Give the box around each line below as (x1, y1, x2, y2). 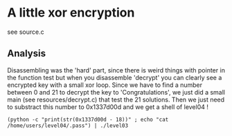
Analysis (7, 48, 46, 59)
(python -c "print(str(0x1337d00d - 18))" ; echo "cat (7, 116, 169, 123)
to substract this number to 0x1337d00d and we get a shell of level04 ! (7, 102, 209, 111)
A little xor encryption (7, 5, 135, 21)
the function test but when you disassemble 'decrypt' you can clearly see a (7, 73, 222, 81)
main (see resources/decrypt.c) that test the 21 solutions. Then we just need (7, 95, 225, 104)
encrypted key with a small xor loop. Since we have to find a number (7, 81, 203, 89)
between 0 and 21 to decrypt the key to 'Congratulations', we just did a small (7, 88, 226, 96)
